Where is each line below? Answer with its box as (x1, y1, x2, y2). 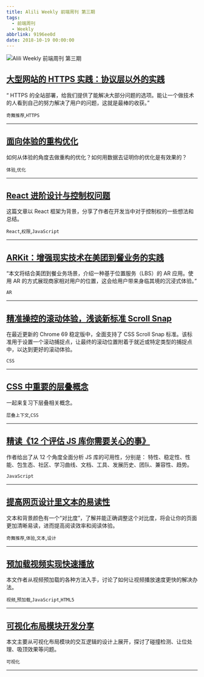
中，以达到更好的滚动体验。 (6, 346, 76, 353)
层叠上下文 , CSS (6, 411, 39, 418)
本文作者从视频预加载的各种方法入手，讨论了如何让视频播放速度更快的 (6, 576, 182, 583)
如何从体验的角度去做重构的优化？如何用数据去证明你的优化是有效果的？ (6, 153, 187, 161)
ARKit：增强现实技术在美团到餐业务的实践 (6, 252, 165, 262)
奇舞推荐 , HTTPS (6, 111, 40, 119)
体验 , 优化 (6, 166, 26, 173)
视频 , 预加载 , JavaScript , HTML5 (6, 596, 75, 603)
